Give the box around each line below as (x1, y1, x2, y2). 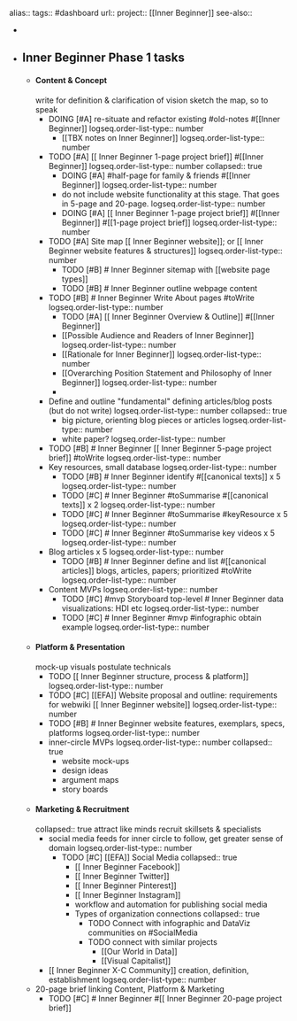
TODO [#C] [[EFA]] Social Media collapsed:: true (61, 852, 238, 862)
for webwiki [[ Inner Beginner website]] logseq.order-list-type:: (48, 699, 277, 709)
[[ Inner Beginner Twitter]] (74, 871, 170, 881)
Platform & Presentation (34, 642, 126, 653)
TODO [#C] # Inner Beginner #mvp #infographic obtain (61, 612, 263, 623)
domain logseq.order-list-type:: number (48, 843, 193, 853)
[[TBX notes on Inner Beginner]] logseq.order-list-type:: (61, 132, 265, 143)
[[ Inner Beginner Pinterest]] (74, 880, 177, 891)
